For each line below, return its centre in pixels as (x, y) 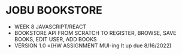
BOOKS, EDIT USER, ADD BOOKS (55, 39)
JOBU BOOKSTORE (54, 10)
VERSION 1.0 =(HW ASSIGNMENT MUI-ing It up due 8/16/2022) (93, 46)
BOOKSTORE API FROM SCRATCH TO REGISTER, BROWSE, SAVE (95, 33)
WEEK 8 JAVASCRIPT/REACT (50, 27)
